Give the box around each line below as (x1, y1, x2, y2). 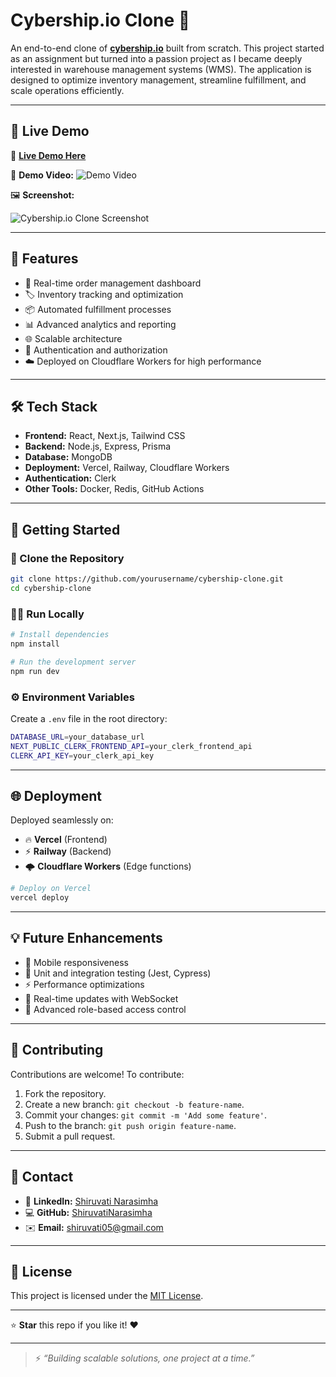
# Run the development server (10, 657, 137, 667)
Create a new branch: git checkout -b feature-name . (24, 1098, 245, 1110)
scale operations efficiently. (10, 84, 125, 96)
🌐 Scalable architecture (24, 332, 123, 344)
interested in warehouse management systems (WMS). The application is (10, 63, 312, 75)
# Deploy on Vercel (10, 884, 92, 894)
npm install (10, 639, 60, 649)
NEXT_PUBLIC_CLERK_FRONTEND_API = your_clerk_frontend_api (10, 741, 253, 751)
